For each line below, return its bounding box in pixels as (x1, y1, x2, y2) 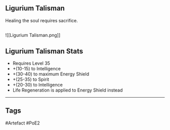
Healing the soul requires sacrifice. (5, 17, 78, 23)
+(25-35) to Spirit (12, 76, 50, 82)
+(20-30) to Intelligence (12, 82, 63, 88)
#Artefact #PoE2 (5, 120, 40, 126)
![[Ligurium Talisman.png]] (5, 32, 61, 38)
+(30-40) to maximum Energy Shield (12, 71, 90, 77)
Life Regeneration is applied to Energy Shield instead (12, 87, 123, 93)
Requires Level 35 (12, 60, 51, 66)
